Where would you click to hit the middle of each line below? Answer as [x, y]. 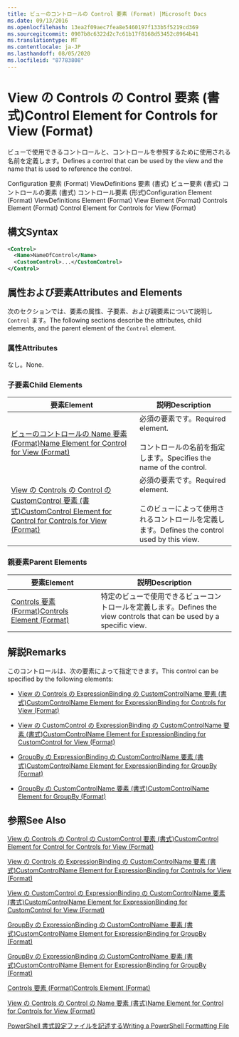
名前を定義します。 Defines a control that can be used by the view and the [115, 160]
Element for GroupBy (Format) [62, 796]
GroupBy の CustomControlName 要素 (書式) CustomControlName [113, 788]
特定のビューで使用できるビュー [154, 596]
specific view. [124, 625]
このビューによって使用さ [182, 509]
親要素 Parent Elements [47, 562]
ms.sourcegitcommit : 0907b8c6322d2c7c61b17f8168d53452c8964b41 [103, 34]
